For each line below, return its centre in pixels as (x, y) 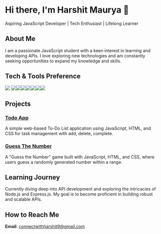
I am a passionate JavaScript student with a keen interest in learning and (78, 50)
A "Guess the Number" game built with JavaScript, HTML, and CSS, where (80, 157)
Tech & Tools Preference (43, 76)
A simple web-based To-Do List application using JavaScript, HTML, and (78, 128)
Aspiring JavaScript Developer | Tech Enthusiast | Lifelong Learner (72, 23)
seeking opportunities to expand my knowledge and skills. (63, 61)
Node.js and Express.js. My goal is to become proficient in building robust (79, 194)
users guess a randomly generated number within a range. (64, 162)
